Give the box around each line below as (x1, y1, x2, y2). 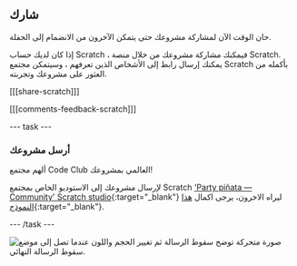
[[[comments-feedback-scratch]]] (9, 103, 137, 114)
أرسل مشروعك (9, 143, 71, 156)
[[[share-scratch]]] (9, 85, 80, 96)
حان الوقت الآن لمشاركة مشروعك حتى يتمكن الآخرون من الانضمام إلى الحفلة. (9, 31, 272, 42)
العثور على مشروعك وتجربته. (9, 68, 107, 79)
